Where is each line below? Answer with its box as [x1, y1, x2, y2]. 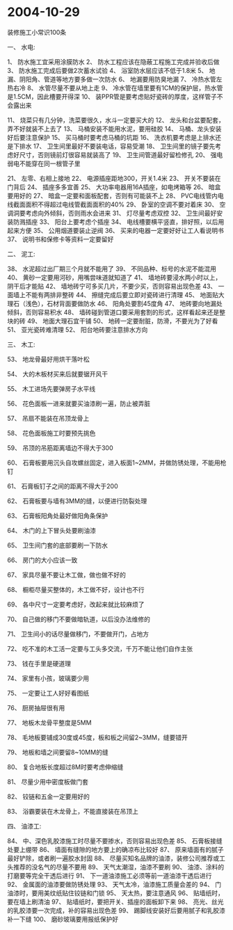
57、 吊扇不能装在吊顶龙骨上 [7, 414, 90, 422]
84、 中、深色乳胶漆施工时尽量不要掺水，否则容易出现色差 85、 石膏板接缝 [7, 836, 223, 845]
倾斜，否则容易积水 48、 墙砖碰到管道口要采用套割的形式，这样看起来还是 [7, 307, 220, 316]
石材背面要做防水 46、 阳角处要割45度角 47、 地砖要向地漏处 [46, 299, 223, 307]
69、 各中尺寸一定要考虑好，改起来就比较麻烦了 [7, 600, 145, 609]
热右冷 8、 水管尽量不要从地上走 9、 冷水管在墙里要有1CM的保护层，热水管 [7, 83, 223, 92]
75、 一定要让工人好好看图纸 [7, 689, 90, 697]
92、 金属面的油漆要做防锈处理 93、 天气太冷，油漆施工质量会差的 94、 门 [7, 880, 221, 888]
